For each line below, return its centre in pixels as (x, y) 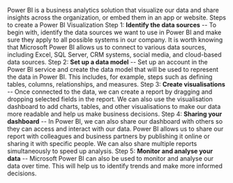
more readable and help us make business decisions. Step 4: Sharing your (115, 114)
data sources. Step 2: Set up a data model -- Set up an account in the (107, 62)
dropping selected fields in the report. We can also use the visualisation (110, 99)
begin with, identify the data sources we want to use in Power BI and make (114, 32)
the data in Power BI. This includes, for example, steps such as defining (110, 77)
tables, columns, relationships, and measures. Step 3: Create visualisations (116, 84)
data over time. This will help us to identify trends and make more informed (115, 166)
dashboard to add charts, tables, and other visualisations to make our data (114, 107)
